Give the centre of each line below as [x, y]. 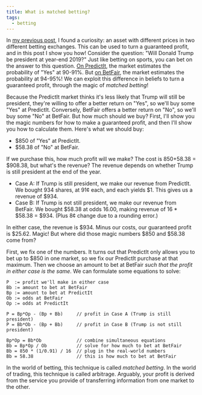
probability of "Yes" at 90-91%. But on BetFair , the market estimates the [96, 73]
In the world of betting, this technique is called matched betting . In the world [101, 368]
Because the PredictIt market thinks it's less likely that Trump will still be [96, 97]
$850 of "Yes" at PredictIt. [48, 141]
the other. [18, 387]
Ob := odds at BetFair [35, 298]
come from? [21, 240]
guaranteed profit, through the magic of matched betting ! [77, 85]
